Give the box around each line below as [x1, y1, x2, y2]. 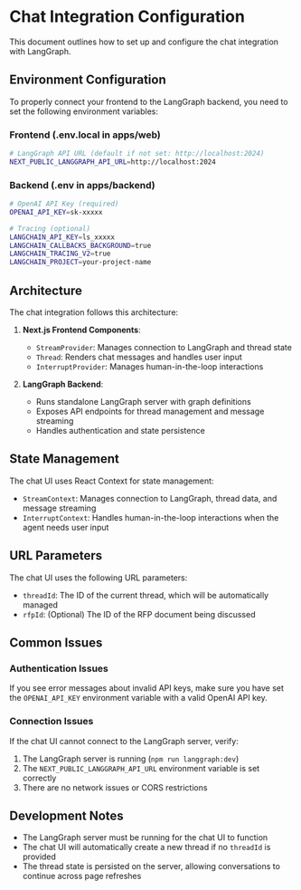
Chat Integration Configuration [9, 6, 246, 27]
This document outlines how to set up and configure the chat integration [9, 36, 278, 47]
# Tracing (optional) [9, 224, 91, 233]
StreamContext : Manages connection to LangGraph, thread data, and [22, 493, 277, 503]
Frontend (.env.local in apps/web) [9, 129, 161, 141]
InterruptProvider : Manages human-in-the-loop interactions [35, 361, 264, 372]
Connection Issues [9, 715, 94, 728]
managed [22, 599, 59, 610]
